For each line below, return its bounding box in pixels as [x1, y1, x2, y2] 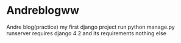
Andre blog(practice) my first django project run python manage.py [6, 23, 175, 30]
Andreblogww [6, 4, 80, 17]
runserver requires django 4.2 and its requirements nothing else [6, 29, 166, 36]
